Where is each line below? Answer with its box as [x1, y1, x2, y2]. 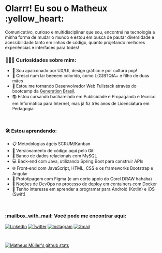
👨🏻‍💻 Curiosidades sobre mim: [5, 57, 76, 63]
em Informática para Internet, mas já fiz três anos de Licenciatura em [12, 101, 150, 106]
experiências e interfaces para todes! [5, 45, 79, 50]
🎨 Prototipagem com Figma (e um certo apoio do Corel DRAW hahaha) [12, 176, 152, 181]
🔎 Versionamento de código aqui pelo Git [12, 148, 94, 153]
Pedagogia [12, 106, 34, 112]
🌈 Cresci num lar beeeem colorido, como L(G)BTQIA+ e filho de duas [12, 73, 149, 79]
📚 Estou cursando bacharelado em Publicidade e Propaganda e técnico [12, 94, 156, 100]
